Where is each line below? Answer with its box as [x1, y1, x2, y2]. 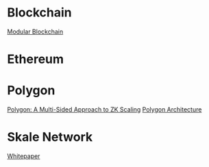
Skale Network [7, 129, 93, 145]
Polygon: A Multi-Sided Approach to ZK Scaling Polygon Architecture [7, 105, 202, 114]
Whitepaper [7, 152, 40, 160]
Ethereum [7, 51, 64, 67]
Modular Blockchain [7, 27, 64, 36]
